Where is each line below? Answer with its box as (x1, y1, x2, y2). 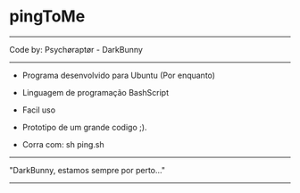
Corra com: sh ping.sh (21, 138, 104, 149)
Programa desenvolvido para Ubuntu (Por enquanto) (21, 70, 216, 80)
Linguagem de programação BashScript (21, 87, 170, 97)
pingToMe (9, 6, 86, 27)
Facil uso (21, 105, 56, 115)
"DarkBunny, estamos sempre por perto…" (9, 164, 165, 175)
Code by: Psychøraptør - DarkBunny (9, 44, 143, 55)
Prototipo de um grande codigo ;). (21, 122, 147, 132)
